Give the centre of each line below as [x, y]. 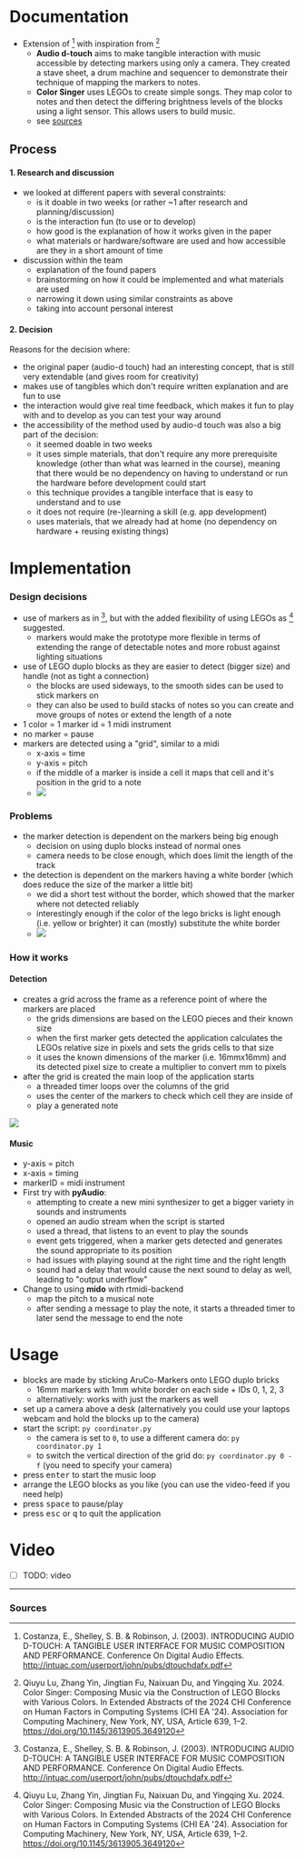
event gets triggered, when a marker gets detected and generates [159, 1241]
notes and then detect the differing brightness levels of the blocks [159, 101]
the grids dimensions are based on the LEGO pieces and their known [164, 1018]
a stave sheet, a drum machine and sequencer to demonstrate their [162, 72]
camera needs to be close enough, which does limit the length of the [164, 855]
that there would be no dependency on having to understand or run [162, 474]
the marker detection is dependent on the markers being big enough [150, 836]
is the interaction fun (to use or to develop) [116, 222]
